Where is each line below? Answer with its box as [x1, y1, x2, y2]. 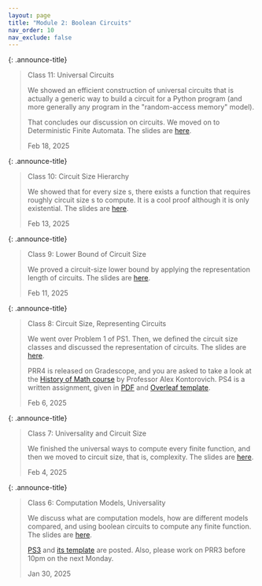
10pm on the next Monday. [27, 554, 114, 563]
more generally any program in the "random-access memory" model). [27, 102, 254, 112]
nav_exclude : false [8, 33, 72, 42]
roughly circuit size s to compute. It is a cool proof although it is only [27, 195, 249, 205]
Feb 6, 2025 [27, 399, 67, 408]
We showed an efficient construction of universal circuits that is [27, 86, 234, 95]
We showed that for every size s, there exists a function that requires [27, 187, 251, 197]
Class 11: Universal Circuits [27, 70, 115, 80]
